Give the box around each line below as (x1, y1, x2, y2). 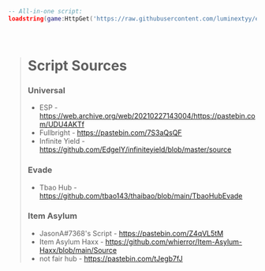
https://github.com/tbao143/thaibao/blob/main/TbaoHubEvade (39, 190, 243, 201)
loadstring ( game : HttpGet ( (8, 14, 93, 23)
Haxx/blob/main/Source (39, 245, 117, 254)
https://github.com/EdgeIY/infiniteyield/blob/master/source (39, 145, 232, 154)
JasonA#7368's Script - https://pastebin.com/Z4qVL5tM (39, 228, 224, 238)
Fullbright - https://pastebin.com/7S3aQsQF (39, 128, 183, 137)
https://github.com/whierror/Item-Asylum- (105, 237, 243, 247)
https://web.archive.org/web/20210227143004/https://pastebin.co (39, 111, 256, 121)
